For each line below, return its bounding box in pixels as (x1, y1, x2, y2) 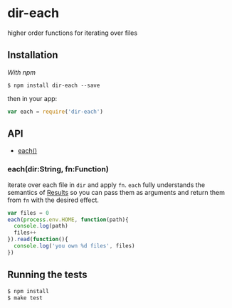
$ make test (7, 294, 43, 302)
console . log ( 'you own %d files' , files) (14, 243, 135, 250)
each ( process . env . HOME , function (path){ (7, 216, 130, 223)
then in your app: (7, 94, 58, 102)
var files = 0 (7, 209, 50, 216)
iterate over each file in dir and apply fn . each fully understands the (7, 180, 205, 189)
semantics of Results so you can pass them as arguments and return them (7, 188, 226, 196)
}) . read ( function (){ (7, 236, 69, 243)
